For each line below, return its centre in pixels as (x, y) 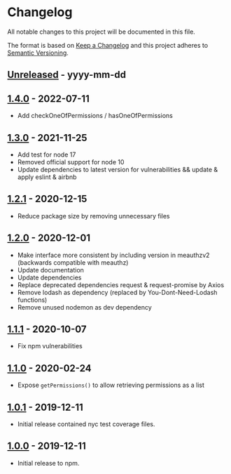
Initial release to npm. (48, 463)
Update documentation (50, 270)
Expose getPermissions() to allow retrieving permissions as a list (111, 385)
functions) (32, 300)
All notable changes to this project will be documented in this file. (101, 32)
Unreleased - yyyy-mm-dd (67, 75)
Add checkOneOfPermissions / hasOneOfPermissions (95, 116)
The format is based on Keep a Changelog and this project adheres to (108, 45)
